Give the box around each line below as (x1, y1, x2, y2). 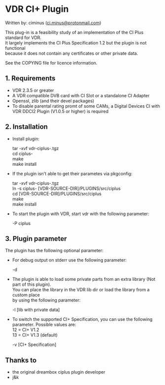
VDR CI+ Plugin (5, 3, 69, 15)
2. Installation (5, 122, 48, 131)
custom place (12, 292, 40, 298)
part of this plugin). (12, 281, 52, 287)
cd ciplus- (12, 151, 33, 156)
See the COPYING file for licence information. (5, 60, 98, 66)
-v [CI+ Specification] (12, 342, 57, 347)
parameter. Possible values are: (12, 322, 76, 328)
